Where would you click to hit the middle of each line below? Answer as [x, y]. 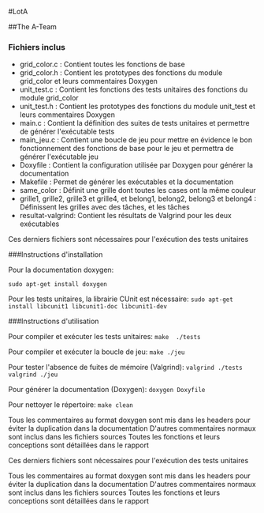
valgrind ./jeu [33, 375]
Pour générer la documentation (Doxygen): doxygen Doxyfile [107, 390]
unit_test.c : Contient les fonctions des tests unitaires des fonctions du [134, 89]
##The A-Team [33, 26]
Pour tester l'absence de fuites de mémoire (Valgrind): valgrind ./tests [125, 368]
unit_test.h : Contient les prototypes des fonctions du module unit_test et [138, 107]
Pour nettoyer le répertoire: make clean [71, 405]
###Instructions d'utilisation [54, 321]
